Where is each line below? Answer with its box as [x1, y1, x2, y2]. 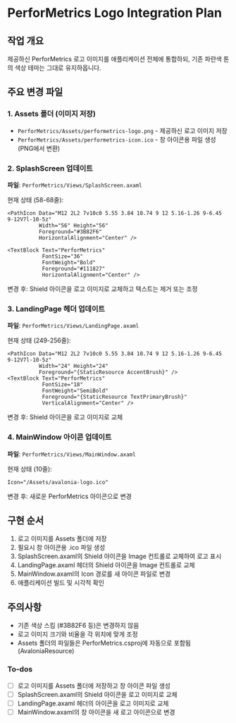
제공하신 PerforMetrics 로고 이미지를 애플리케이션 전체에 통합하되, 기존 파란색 [7, 55, 222, 63]
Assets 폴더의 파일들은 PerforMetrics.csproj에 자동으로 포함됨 [17, 639, 192, 648]
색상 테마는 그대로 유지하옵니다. [14, 63, 101, 72]
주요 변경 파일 [7, 86, 63, 98]
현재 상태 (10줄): [7, 464, 53, 473]
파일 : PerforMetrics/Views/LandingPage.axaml [7, 321, 139, 330]
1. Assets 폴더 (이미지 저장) [7, 109, 97, 119]
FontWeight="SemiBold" [42, 388, 109, 395]
